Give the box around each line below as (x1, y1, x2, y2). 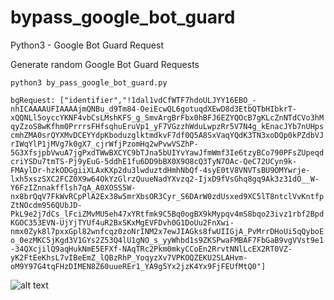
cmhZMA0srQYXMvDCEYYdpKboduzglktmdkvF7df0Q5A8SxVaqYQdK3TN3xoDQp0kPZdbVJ (10, 130, 325, 140)
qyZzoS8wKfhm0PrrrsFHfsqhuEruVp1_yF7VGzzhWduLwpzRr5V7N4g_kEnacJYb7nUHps (10, 121, 325, 131)
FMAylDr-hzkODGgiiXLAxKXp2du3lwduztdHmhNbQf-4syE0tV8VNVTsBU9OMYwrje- (10, 165, 311, 175)
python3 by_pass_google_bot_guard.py (10, 77, 168, 88)
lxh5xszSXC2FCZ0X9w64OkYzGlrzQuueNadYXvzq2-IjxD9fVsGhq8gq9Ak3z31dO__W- (10, 174, 320, 184)
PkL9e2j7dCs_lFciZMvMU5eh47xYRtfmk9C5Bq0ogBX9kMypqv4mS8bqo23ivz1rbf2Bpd (10, 209, 325, 219)
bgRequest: (10, 95, 56, 105)
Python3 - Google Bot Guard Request (10, 39, 164, 51)
